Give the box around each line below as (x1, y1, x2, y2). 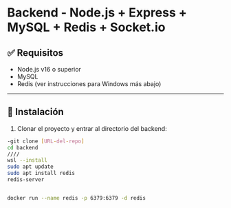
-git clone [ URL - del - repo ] (7, 138, 85, 145)
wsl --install (7, 157, 48, 164)
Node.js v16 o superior (16, 65, 81, 73)
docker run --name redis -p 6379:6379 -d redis (7, 194, 146, 201)
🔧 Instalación (7, 106, 64, 118)
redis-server (7, 176, 45, 183)
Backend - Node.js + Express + (7, 5, 188, 21)
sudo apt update (7, 163, 54, 170)
